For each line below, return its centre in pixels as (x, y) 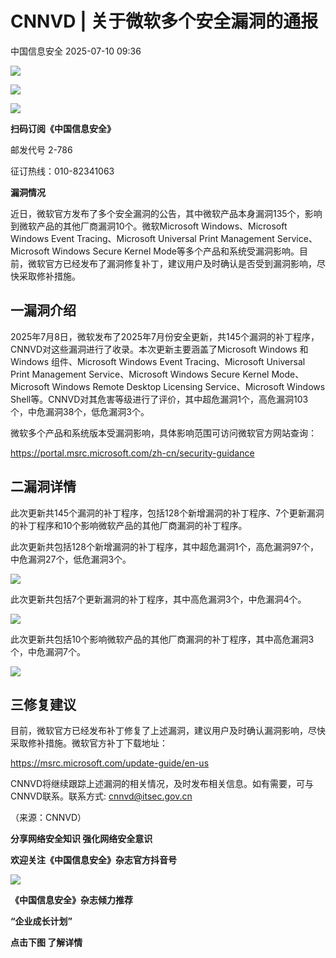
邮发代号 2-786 (41, 149)
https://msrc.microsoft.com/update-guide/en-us (110, 763)
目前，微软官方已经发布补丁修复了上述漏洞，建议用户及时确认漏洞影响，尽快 (168, 731)
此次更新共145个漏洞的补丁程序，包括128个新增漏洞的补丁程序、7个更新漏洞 (167, 513)
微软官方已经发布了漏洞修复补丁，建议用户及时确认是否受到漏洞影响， (172, 263)
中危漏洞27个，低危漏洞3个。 (71, 559)
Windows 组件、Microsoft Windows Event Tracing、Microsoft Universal (158, 361)
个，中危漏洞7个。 (48, 651)
